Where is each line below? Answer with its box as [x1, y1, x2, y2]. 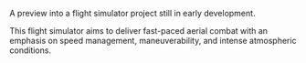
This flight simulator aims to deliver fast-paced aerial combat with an [9, 26, 268, 36]
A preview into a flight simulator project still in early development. [9, 8, 256, 18]
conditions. [9, 45, 52, 56]
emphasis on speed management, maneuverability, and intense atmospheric [9, 36, 297, 46]
